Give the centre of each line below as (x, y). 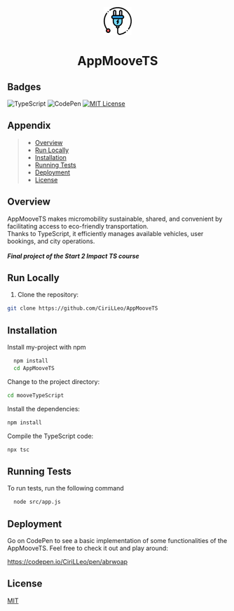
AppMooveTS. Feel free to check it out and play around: (88, 548)
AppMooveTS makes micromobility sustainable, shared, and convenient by (115, 219)
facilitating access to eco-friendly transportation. (78, 226)
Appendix (29, 126)
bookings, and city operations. (51, 241)
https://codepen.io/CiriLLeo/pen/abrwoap (68, 562)
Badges (24, 87)
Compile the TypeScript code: (50, 436)
